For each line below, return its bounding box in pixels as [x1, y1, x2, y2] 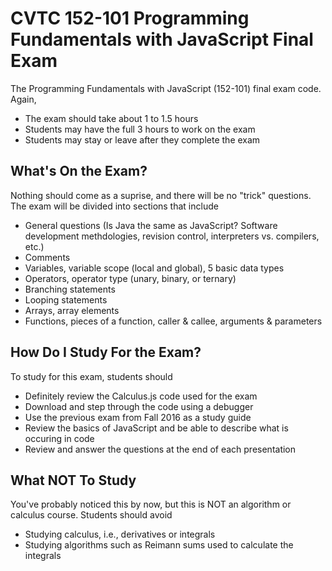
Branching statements [24, 283, 116, 295]
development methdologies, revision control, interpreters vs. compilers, [24, 230, 320, 242]
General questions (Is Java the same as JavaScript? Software [24, 219, 278, 231]
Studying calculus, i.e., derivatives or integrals [24, 528, 216, 541]
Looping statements [24, 293, 108, 306]
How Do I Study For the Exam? [10, 344, 202, 361]
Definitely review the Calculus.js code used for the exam [24, 390, 258, 402]
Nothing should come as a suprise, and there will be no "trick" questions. [10, 189, 312, 201]
